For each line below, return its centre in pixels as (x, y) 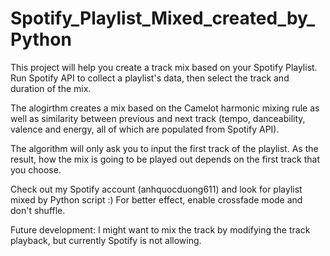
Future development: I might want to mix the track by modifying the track (160, 229)
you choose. (36, 169)
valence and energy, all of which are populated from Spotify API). (145, 129)
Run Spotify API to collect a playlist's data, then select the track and (150, 78)
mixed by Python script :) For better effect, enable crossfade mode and (156, 199)
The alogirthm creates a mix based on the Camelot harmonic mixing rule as (165, 108)
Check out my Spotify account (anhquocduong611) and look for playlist (156, 189)
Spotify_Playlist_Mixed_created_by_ (163, 18)
